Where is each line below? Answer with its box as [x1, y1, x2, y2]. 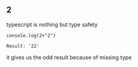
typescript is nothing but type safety [6, 21, 98, 28]
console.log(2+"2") [6, 33, 56, 39]
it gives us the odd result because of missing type [6, 54, 133, 61]
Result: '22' [6, 43, 40, 49]
